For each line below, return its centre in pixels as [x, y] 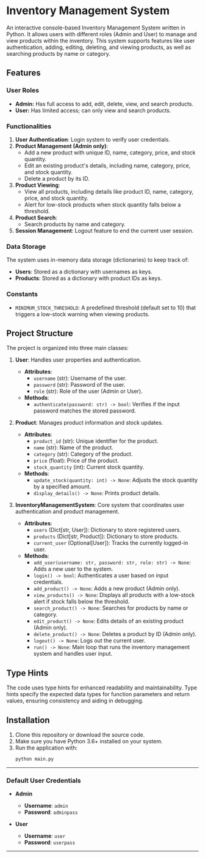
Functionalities [29, 126]
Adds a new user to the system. [73, 569]
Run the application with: [46, 748]
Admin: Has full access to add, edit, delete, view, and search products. [104, 104]
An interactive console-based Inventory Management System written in [96, 28]
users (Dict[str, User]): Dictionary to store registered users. [107, 530]
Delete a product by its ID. [57, 178]
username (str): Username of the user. [80, 378]
